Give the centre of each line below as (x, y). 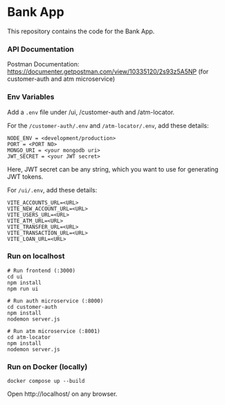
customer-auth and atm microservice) (61, 79)
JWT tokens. (25, 177)
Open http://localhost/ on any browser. (62, 394)
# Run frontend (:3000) (42, 271)
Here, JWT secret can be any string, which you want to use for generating (113, 169)
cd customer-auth (32, 307)
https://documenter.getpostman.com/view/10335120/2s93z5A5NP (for (108, 72)
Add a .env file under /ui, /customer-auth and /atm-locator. (91, 112)
